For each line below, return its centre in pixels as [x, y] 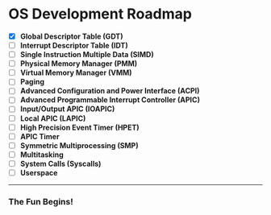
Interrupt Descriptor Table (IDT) [74, 45]
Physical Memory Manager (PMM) [79, 64]
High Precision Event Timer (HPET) [79, 127]
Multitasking [42, 155]
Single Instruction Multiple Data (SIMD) [87, 55]
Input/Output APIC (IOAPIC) [67, 109]
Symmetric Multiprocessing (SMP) [79, 145]
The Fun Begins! [41, 201]
